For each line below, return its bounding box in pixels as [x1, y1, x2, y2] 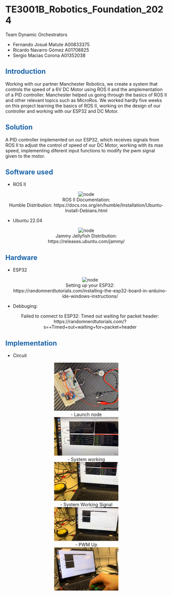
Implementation [5, 339, 58, 347]
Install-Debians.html [65, 208, 108, 214]
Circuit [12, 352, 27, 359]
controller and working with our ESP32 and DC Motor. [5, 108, 119, 114]
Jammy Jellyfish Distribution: [55, 233, 117, 239]
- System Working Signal [60, 501, 113, 507]
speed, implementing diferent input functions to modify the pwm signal [5, 147, 155, 153]
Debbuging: [12, 303, 38, 309]
